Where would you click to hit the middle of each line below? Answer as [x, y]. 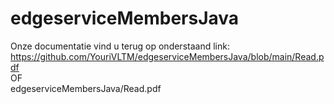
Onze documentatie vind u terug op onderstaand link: [120, 46]
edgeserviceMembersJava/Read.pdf [86, 88]
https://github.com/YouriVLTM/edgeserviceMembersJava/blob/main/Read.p [167, 56]
